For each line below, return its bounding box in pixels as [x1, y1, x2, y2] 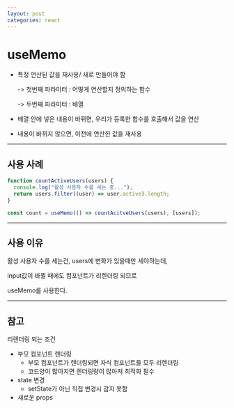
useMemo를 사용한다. [7, 286, 68, 295]
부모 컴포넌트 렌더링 [17, 350, 72, 359]
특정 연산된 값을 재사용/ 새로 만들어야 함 [17, 70, 126, 79]
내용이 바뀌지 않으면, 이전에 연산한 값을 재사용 [17, 130, 143, 138]
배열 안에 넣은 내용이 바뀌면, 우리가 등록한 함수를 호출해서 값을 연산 [17, 115, 200, 123]
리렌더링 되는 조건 [7, 335, 56, 343]
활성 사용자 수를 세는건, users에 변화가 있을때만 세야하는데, [7, 257, 169, 265]
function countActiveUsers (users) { [7, 178, 114, 185]
